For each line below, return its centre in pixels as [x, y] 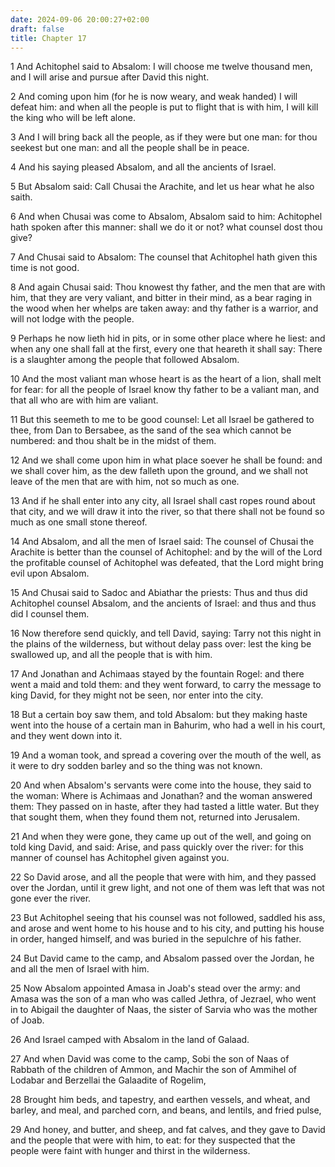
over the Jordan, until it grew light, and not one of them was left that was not [167, 888]
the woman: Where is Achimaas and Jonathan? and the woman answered [161, 796]
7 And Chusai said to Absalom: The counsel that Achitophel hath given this [164, 257]
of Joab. [27, 1020]
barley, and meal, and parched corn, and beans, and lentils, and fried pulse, [166, 1110]
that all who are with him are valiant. [84, 400]
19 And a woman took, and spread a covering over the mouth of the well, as [166, 755]
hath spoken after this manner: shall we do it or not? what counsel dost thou [166, 227]
